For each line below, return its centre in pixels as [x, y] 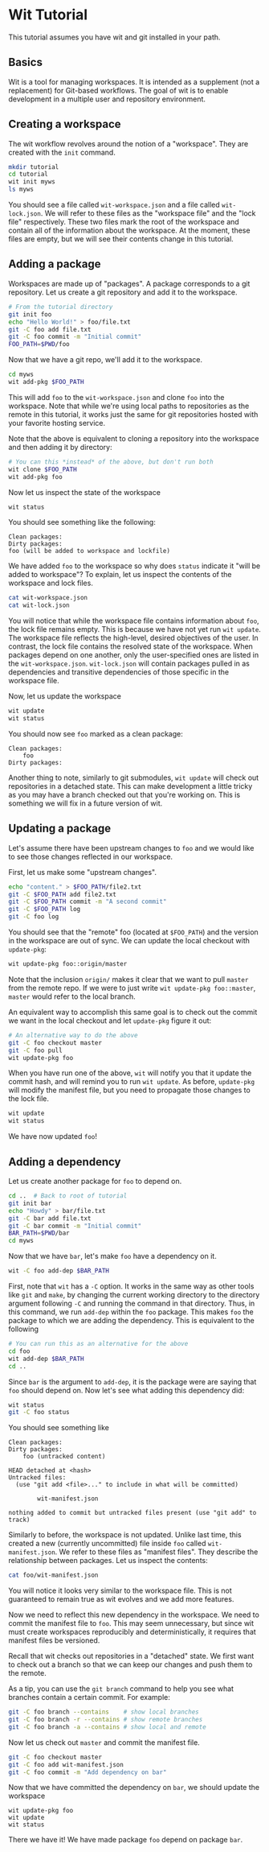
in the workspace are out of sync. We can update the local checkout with [129, 941]
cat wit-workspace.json [48, 598]
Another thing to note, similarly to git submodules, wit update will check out [134, 778]
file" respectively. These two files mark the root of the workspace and [124, 222]
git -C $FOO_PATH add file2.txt [62, 894]
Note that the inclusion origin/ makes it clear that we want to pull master [128, 979]
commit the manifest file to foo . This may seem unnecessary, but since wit [131, 1623]
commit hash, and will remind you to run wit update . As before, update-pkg [132, 1082]
